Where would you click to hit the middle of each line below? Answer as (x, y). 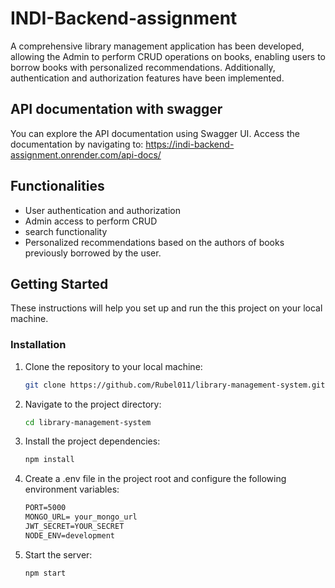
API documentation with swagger (116, 109)
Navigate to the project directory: (93, 404)
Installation (38, 345)
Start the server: (58, 554)
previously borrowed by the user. (93, 253)
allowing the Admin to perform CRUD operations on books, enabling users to (168, 56)
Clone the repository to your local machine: (113, 366)
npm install (49, 460)
